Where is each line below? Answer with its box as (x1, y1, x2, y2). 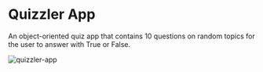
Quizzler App (8, 5, 96, 23)
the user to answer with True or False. (8, 39, 131, 49)
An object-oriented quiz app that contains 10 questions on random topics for (8, 31, 255, 41)
